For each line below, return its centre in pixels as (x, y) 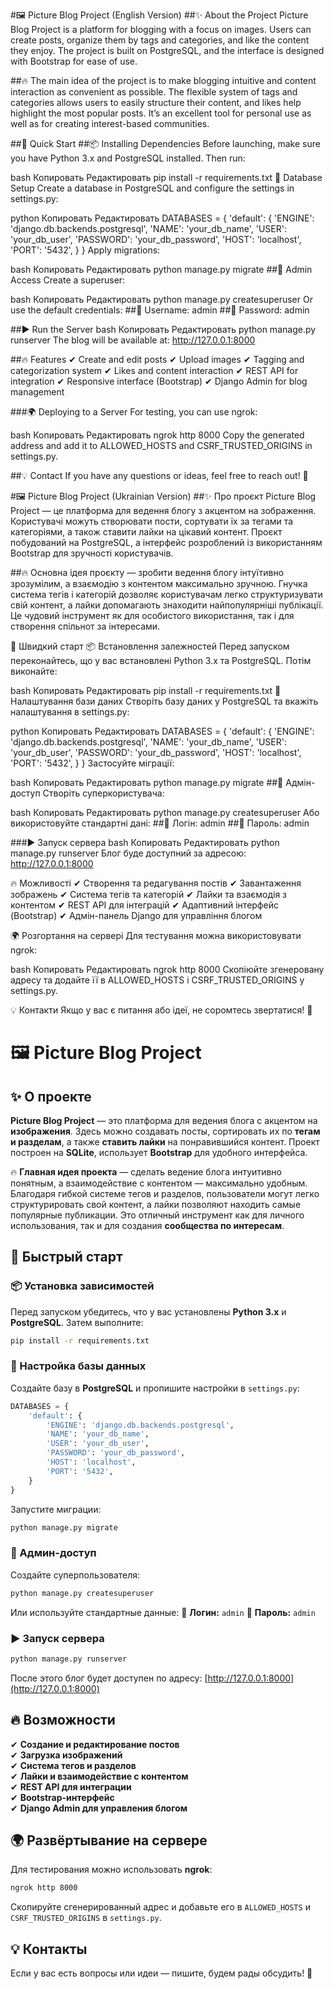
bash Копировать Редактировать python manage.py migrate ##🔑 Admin (161, 269)
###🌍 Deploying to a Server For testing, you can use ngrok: (134, 412)
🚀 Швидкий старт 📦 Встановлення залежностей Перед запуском (150, 646)
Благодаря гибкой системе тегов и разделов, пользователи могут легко (165, 1193)
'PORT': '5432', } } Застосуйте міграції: (92, 763)
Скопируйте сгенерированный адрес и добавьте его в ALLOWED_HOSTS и (160, 1907)
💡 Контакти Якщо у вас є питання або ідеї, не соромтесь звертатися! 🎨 (161, 1010)
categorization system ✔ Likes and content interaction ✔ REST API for (154, 370)
